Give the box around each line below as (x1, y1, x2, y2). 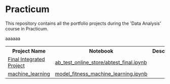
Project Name (12, 47, 46, 54)
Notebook (89, 47, 114, 54)
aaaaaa (5, 35, 21, 41)
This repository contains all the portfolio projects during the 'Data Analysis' (5, 20, 161, 26)
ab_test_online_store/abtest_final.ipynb (55, 59, 147, 66)
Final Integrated (8, 56, 46, 63)
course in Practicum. (5, 25, 49, 31)
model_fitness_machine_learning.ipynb (55, 70, 148, 77)
